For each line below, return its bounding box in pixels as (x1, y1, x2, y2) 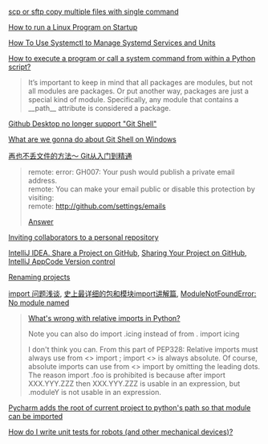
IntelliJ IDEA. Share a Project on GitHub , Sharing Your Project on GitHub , (8, 249, 247, 257)
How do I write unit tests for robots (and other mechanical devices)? (8, 427, 233, 437)
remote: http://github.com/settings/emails (27, 201, 166, 211)
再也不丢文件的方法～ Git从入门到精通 (8, 151, 132, 160)
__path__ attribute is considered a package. (27, 104, 171, 113)
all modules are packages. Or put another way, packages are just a (27, 86, 249, 96)
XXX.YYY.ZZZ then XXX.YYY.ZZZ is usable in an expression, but (27, 379, 241, 388)
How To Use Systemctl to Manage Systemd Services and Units (8, 38, 216, 47)
